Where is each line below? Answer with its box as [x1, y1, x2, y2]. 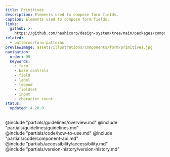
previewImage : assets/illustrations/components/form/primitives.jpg [5, 45, 153, 50]
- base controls [14, 68, 49, 73]
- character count [14, 96, 53, 101]
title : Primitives [5, 7, 44, 13]
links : [5, 21, 19, 27]
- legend [14, 82, 33, 87]
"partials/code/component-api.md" [5, 135, 78, 141]
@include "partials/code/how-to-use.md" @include [5, 130, 113, 136]
